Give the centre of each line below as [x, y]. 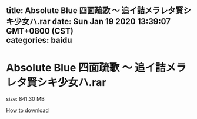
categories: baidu [39, 40]
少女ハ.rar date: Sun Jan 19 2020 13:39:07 [92, 22]
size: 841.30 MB [26, 99]
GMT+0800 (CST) [40, 31]
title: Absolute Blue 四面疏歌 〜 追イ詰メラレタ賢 [95, 11]
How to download [27, 110]
